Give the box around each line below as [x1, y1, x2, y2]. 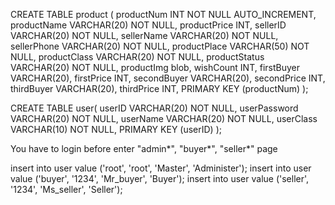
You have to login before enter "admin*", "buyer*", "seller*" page [10, 143, 278, 154]
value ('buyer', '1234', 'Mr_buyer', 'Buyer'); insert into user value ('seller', [10, 173, 310, 184]
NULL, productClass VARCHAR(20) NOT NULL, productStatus [10, 51, 265, 63]
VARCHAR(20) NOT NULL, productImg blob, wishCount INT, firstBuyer [10, 62, 300, 73]
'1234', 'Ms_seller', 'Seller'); [10, 184, 123, 195]
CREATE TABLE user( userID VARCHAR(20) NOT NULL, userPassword [10, 102, 299, 114]
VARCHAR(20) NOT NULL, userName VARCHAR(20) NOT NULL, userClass [10, 113, 318, 124]
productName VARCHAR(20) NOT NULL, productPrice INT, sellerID [10, 19, 287, 31]
